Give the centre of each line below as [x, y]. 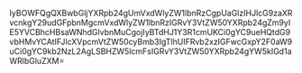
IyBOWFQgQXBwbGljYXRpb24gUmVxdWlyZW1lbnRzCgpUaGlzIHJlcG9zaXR [151, 13]
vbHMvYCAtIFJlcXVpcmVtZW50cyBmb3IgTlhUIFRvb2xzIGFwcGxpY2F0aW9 [151, 41]
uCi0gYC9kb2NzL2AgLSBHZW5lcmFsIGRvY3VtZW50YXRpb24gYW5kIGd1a [151, 51]
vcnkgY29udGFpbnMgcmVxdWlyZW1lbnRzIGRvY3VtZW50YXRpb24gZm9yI [150, 23]
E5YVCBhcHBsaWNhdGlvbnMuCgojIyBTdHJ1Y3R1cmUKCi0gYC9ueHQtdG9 [150, 32]
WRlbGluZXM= [37, 61]
